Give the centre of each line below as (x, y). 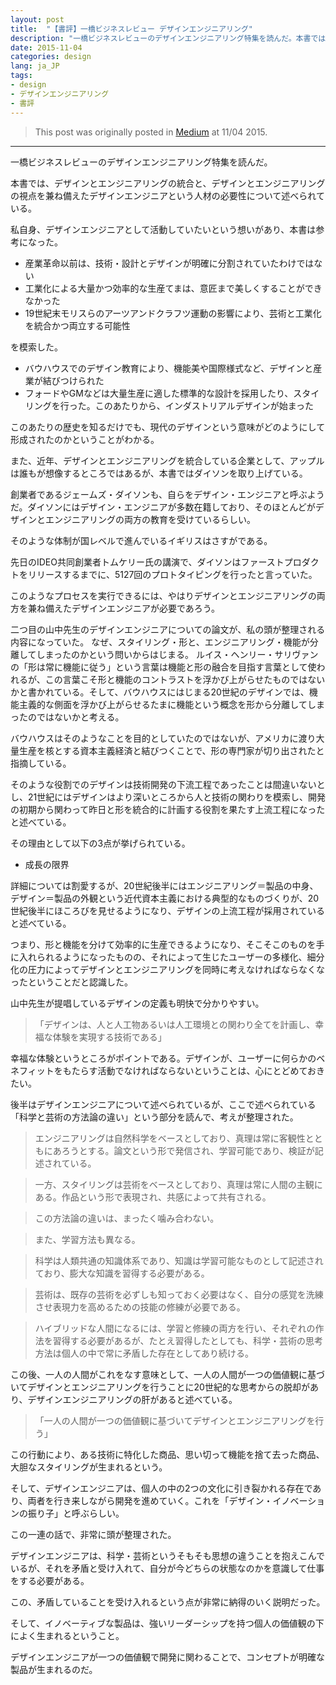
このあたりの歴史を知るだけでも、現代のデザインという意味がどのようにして (168, 427)
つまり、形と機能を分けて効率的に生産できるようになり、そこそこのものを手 (167, 944)
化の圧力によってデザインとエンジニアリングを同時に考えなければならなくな (167, 969)
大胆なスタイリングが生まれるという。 (89, 1467)
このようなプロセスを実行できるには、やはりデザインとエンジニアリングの (163, 595)
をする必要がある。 (50, 1580)
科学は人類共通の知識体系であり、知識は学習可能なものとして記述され (179, 1260)
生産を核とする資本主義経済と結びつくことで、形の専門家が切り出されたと (171, 750)
